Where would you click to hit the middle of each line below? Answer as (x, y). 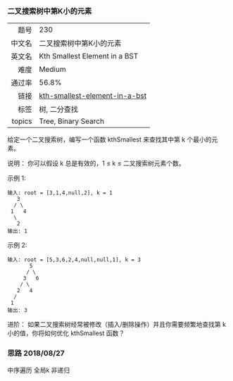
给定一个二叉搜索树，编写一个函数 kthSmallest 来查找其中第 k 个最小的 (109, 139)
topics (22, 121)
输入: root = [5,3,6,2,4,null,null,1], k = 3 (74, 260)
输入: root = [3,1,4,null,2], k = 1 (60, 193)
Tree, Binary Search (71, 121)
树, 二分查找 (59, 109)
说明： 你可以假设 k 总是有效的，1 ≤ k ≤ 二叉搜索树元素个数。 (96, 163)
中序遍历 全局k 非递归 (39, 370)
